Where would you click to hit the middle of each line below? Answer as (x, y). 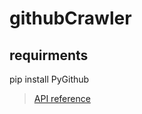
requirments (49, 55)
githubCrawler (70, 18)
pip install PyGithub (49, 79)
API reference (62, 98)
